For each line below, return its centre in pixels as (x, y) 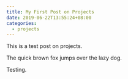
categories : (21, 23)
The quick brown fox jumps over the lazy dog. (64, 58)
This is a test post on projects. (44, 46)
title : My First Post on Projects (51, 12)
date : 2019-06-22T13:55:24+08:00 (49, 18)
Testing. (17, 70)
